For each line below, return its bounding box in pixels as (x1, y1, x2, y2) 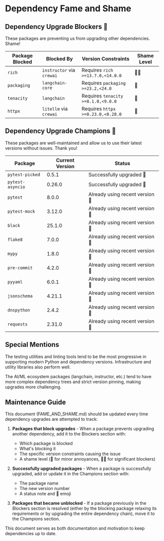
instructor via (42, 67, 76, 74)
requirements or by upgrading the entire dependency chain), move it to (12, 511, 155, 516)
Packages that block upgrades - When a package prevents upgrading (12, 426, 155, 432)
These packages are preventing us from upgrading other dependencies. (5, 35, 150, 41)
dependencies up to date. (5, 531, 57, 537)
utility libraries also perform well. (5, 364, 71, 370)
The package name (19, 480, 59, 486)
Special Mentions (5, 340, 60, 349)
